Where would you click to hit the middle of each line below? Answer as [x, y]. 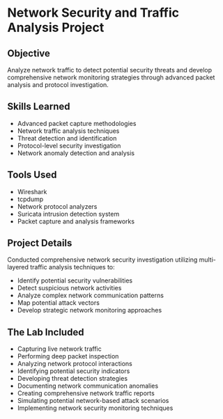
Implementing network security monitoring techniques [95, 408]
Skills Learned [39, 107]
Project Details [40, 243]
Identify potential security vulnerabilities [75, 280]
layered [18, 267]
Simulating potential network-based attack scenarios [93, 401]
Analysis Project [56, 27]
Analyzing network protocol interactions [75, 364]
